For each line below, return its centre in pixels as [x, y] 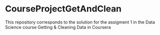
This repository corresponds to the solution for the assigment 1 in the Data [80, 22]
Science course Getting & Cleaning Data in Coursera [58, 27]
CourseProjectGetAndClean [63, 9]
